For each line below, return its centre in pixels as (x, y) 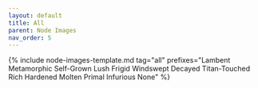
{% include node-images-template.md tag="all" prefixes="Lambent (119, 60)
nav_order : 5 (30, 38)
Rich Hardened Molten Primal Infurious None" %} (89, 77)
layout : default (35, 15)
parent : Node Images (43, 30)
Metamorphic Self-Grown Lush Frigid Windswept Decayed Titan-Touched (129, 69)
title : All (26, 23)
